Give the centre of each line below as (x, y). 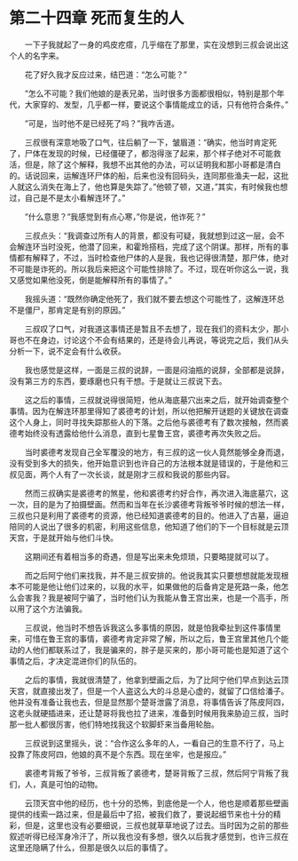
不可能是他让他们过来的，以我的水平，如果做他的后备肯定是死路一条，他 (149, 586)
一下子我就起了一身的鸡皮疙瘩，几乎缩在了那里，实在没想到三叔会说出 (153, 44)
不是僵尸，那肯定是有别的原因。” (67, 310)
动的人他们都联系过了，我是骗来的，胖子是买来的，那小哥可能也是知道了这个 (149, 650)
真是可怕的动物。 (71, 784)
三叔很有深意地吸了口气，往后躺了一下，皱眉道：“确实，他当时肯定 (147, 142)
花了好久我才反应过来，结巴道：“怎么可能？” (106, 74)
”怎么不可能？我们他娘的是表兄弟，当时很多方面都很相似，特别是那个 (151, 93)
